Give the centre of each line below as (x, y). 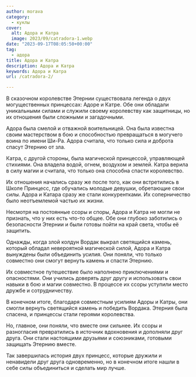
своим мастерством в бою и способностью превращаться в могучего (94, 134)
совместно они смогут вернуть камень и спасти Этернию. (80, 261)
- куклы (21, 22)
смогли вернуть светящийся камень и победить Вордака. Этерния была (97, 308)
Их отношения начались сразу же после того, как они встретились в (93, 182)
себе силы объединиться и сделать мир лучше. (66, 368)
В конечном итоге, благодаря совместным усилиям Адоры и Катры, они (97, 302)
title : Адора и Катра (32, 60)
